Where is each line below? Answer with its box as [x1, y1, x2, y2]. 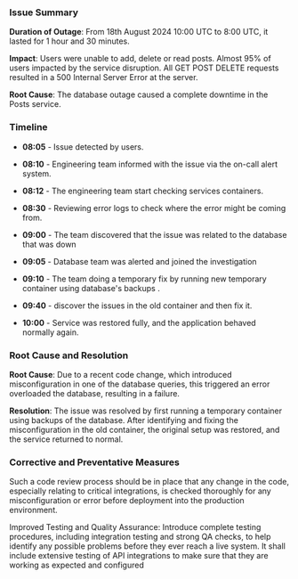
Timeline [9, 121, 48, 134]
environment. [9, 505, 58, 516]
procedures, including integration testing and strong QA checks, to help [9, 532, 271, 542]
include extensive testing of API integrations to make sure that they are [9, 550, 269, 561]
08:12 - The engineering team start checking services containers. [21, 185, 264, 196]
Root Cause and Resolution [9, 349, 129, 362]
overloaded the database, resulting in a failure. [9, 387, 181, 398]
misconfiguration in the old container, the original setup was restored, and [9, 424, 280, 435]
